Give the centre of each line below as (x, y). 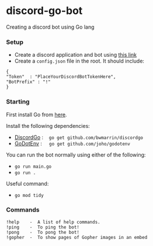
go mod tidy (29, 195)
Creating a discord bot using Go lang (50, 27)
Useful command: (27, 183)
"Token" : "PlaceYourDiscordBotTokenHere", (61, 77)
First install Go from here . (36, 115)
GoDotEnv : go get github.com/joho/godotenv (72, 143)
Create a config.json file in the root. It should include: (79, 61)
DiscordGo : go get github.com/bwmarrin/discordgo (79, 137)
